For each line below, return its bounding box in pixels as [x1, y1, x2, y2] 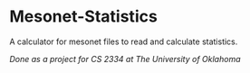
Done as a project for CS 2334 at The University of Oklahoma [9, 53, 241, 64]
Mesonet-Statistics [9, 6, 159, 27]
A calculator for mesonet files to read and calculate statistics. [9, 36, 238, 47]
